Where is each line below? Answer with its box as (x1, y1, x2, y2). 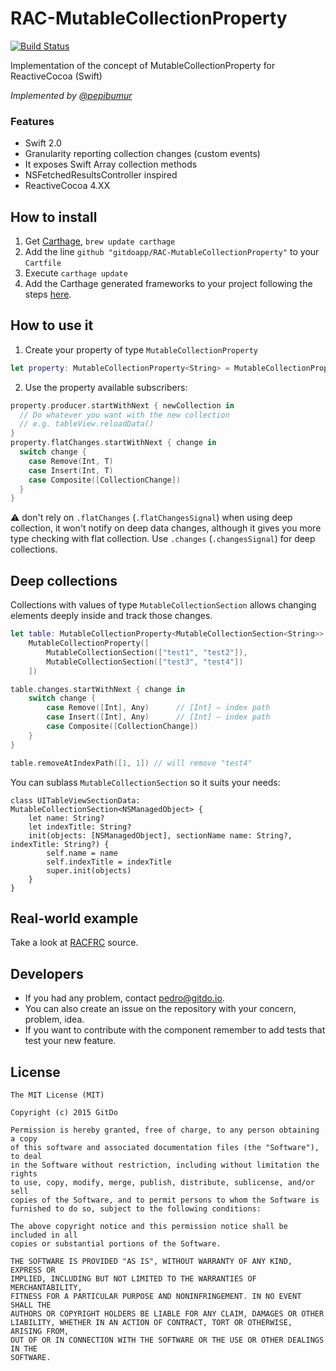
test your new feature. (24, 1035, 117, 1047)
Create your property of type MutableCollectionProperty (24, 343, 259, 356)
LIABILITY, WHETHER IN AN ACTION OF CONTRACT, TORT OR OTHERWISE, (10, 1317, 293, 1327)
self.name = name (46, 848, 118, 858)
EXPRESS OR (10, 1265, 56, 1275)
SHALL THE (10, 1300, 52, 1310)
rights (10, 1168, 38, 1179)
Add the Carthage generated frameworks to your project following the (24, 278, 313, 290)
